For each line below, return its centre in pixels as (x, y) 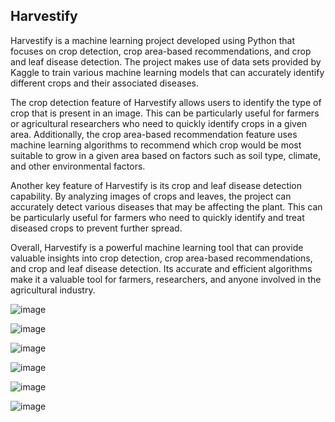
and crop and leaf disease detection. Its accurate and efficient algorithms (161, 268)
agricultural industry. (53, 290)
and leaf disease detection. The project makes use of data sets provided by (166, 61)
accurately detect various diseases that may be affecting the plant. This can (166, 206)
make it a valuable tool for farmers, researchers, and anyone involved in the (166, 279)
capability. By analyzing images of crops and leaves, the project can (151, 196)
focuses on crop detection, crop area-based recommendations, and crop (161, 51)
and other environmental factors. (78, 166)
